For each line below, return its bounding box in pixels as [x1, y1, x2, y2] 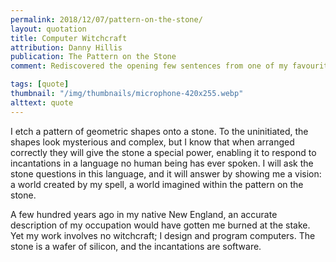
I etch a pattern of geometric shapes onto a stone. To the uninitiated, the [10, 125, 309, 137]
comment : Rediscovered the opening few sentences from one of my [10, 61, 288, 71]
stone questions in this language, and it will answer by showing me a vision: [10, 167, 322, 180]
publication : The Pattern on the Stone [10, 52, 177, 62]
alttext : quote [10, 97, 74, 108]
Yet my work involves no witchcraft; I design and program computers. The [10, 229, 316, 241]
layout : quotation [10, 24, 87, 34]
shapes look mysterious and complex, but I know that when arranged [10, 136, 295, 148]
